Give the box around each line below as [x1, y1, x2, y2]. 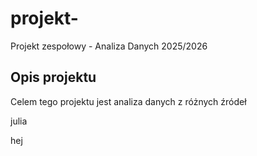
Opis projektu [10, 69, 97, 86]
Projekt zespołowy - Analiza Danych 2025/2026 [10, 40, 208, 52]
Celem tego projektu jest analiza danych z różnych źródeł [10, 95, 247, 107]
